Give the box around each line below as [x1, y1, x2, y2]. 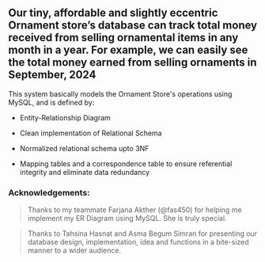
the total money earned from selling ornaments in [8, 55, 257, 70]
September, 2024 [8, 68, 97, 82]
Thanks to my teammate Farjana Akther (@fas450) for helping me [27, 205, 243, 215]
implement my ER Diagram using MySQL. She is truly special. [27, 214, 227, 223]
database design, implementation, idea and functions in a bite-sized [27, 237, 249, 247]
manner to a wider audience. [27, 245, 121, 256]
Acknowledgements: [8, 187, 90, 198]
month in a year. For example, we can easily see [8, 44, 248, 57]
